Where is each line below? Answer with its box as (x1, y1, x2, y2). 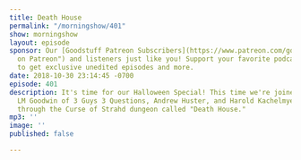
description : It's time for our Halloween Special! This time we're (9, 88, 271, 97)
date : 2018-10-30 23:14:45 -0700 (9, 72, 134, 80)
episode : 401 (9, 80, 58, 88)
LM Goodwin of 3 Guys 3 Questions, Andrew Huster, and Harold (17, 96, 254, 105)
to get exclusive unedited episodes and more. (17, 63, 194, 72)
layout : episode (9, 38, 70, 47)
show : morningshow (9, 29, 78, 38)
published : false (9, 130, 74, 139)
